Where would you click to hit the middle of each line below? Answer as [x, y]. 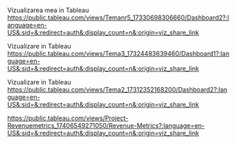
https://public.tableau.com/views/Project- [68, 118]
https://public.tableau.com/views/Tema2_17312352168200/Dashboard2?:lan [117, 90]
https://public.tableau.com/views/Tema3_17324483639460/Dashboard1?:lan [119, 53]
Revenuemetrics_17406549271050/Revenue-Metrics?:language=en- [106, 125]
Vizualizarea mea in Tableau [48, 10]
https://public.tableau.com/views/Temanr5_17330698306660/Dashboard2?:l [118, 18]
